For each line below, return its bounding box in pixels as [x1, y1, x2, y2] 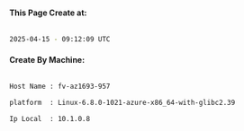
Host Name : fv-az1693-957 [9, 82, 111, 92]
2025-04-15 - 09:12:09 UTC [9, 35, 111, 44]
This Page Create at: [9, 7, 87, 18]
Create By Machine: [9, 54, 86, 65]
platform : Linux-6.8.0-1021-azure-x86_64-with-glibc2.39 [9, 99, 236, 108]
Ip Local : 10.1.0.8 [9, 115, 91, 124]
